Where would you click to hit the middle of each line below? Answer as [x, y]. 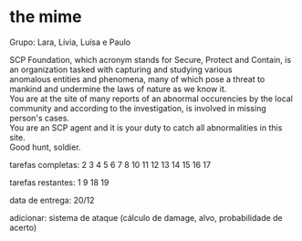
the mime [46, 17]
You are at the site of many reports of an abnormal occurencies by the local [151, 99]
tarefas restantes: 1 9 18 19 [59, 182]
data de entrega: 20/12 [52, 200]
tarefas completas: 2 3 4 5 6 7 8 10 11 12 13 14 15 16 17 [110, 164]
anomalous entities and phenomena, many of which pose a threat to [137, 79]
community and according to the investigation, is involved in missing [138, 108]
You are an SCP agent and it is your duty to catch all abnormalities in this [146, 127]
